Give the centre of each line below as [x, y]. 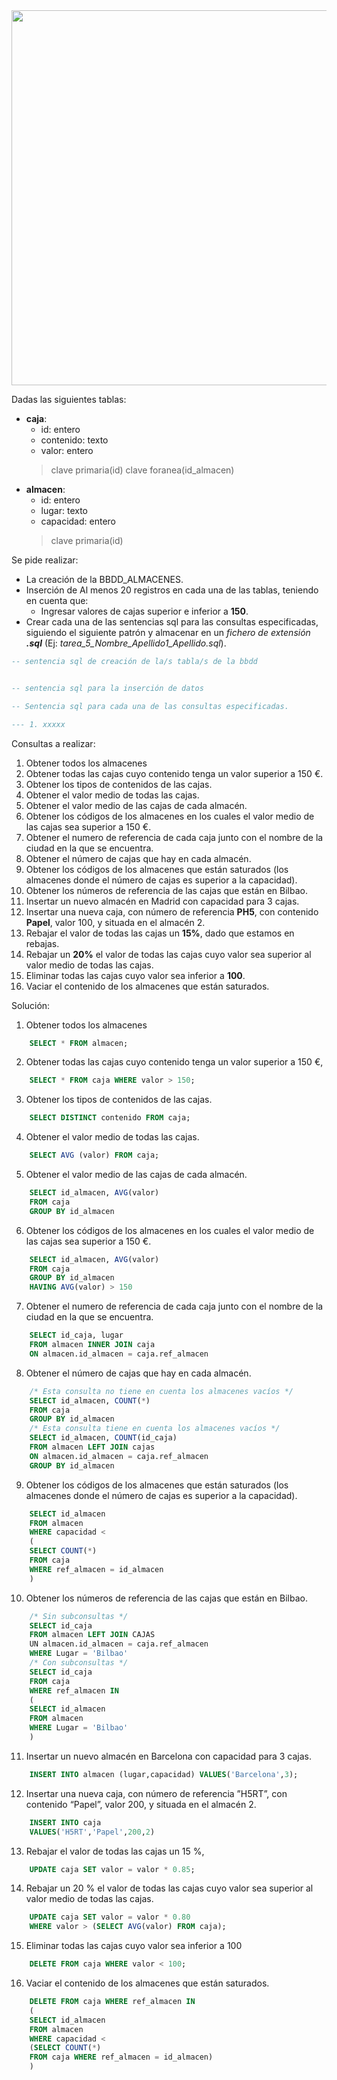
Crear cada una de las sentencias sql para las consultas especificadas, [172, 622]
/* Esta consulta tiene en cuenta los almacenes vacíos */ [155, 1429]
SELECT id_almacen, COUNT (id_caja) [103, 1438]
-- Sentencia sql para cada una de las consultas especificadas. [150, 706]
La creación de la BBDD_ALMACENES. [104, 579]
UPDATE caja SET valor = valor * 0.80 [110, 1917]
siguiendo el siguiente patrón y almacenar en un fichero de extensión [168, 632]
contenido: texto [74, 440]
